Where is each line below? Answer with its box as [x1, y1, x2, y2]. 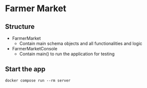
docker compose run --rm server [5, 78, 71, 83]
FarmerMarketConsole [12, 46, 57, 51]
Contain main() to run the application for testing [19, 51, 115, 57]
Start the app [5, 65, 46, 73]
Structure [5, 22, 35, 31]
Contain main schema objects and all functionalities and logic [19, 41, 143, 46]
